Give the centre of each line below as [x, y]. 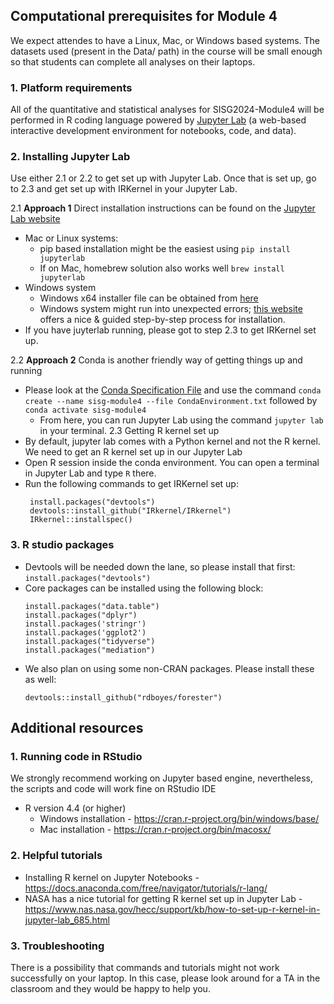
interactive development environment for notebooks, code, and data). [153, 131]
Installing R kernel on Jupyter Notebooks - [112, 877]
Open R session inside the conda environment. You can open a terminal [172, 463]
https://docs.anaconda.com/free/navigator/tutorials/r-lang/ [146, 888]
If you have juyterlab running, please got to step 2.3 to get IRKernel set [170, 330]
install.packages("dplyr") [81, 615]
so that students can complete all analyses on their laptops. [133, 61]
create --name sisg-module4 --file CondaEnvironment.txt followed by [171, 401]
